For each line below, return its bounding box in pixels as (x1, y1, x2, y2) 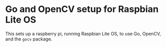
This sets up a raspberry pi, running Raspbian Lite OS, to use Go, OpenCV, (5, 30, 161, 36)
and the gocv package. (5, 36, 52, 42)
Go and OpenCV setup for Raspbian (5, 3, 159, 15)
